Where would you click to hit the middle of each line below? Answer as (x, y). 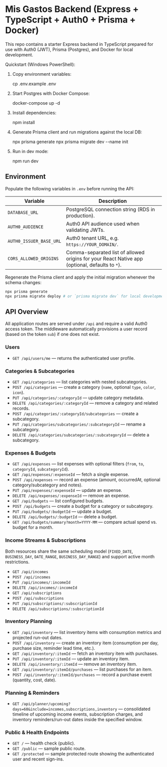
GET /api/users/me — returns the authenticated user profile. (74, 358)
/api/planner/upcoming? (46, 704)
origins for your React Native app (104, 259)
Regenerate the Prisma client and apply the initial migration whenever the (80, 277)
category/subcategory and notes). (47, 485)
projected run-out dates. (38, 637)
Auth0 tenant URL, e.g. (92, 238)
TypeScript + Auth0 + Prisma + (70, 20)
